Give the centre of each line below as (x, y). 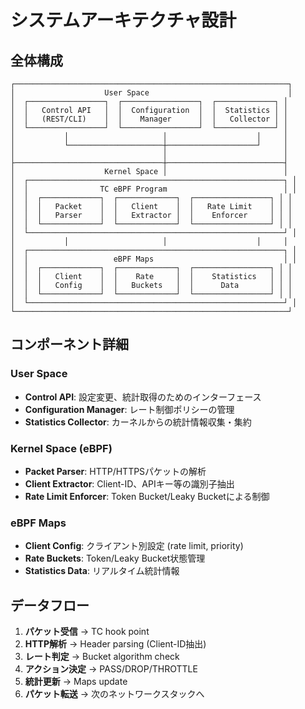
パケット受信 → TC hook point (87, 632)
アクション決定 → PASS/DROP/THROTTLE (111, 669)
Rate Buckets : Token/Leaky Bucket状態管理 (115, 558)
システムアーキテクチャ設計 (123, 20)
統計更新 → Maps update (76, 682)
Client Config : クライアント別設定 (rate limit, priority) (134, 546)
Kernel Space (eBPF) (61, 448)
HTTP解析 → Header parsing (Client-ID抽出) (115, 644)
